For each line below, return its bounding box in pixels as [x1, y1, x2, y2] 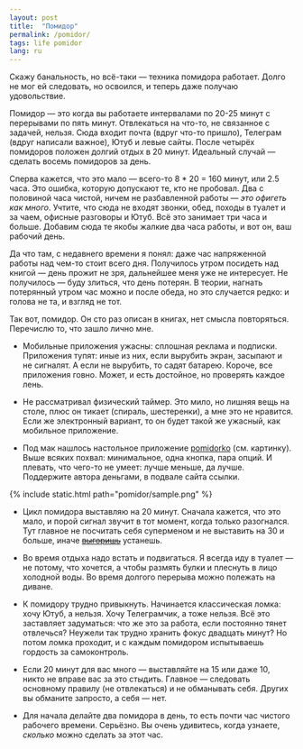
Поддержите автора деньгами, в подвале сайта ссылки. [22, 471, 241, 482]
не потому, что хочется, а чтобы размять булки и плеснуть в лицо [22, 562, 278, 573]
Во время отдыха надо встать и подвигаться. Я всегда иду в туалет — [22, 553, 294, 563]
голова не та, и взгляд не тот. [9, 297, 123, 307]
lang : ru [9, 47, 42, 56]
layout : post [9, 13, 59, 23]
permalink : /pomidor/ [9, 30, 91, 39]
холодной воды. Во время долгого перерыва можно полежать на [22, 571, 276, 582]
